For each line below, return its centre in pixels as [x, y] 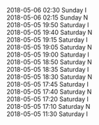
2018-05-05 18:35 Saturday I [48, 69]
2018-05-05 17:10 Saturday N [48, 106]
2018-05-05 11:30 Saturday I [47, 114]
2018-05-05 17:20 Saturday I [47, 99]
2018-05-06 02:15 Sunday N [47, 17]
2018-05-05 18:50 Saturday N [49, 62]
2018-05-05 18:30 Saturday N [49, 77]
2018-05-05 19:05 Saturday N [49, 47]
